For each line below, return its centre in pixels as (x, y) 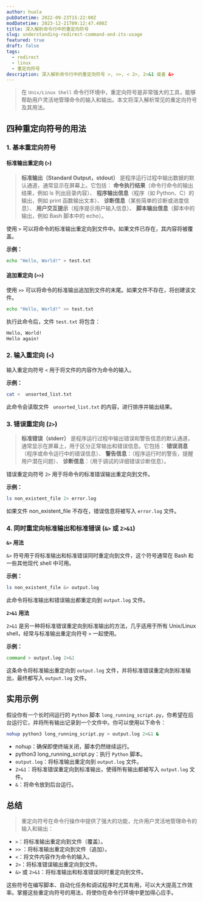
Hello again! (23, 338)
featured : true (26, 40)
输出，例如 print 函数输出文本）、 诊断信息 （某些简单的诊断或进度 (102, 200)
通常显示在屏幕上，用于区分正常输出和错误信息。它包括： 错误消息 (105, 446)
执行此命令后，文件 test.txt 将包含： (53, 321)
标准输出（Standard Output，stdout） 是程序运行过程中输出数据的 (105, 178)
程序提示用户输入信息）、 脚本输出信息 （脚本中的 (134, 208)
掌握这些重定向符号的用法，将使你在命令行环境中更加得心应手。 (97, 893)
